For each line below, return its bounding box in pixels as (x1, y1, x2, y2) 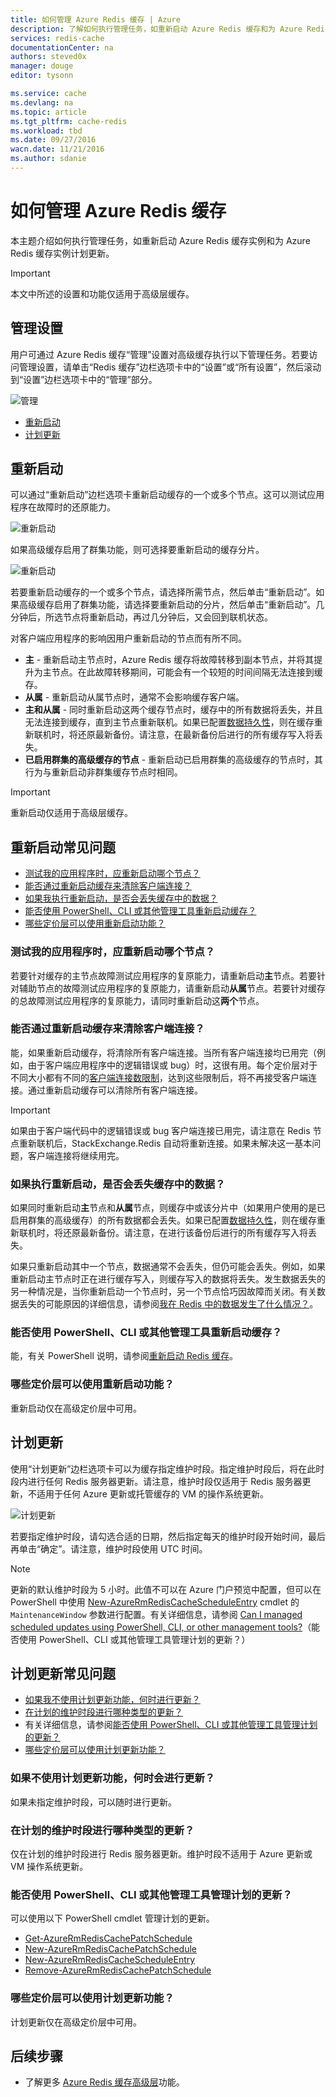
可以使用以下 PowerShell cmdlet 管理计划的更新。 (10, 1912, 215, 1925)
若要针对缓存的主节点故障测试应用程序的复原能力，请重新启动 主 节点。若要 (10, 969, 317, 981)
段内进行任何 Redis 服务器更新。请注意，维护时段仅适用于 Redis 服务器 (10, 1475, 303, 1487)
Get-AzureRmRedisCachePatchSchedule (24, 1932, 193, 1945)
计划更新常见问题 (10, 1665, 116, 1682)
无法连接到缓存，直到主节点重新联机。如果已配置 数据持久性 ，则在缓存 (24, 716, 315, 728)
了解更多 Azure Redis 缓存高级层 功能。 (24, 2076, 185, 2088)
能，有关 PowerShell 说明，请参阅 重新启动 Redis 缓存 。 (10, 1350, 238, 1362)
